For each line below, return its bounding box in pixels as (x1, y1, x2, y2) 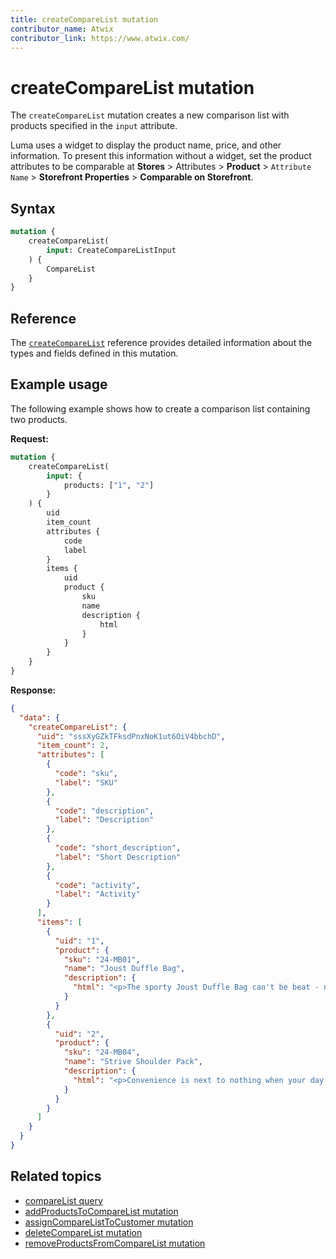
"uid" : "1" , (54, 936, 105, 946)
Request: (10, 432, 49, 445)
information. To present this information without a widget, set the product (10, 150, 312, 162)
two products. (10, 413, 68, 425)
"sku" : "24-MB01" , (63, 954, 141, 965)
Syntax (10, 200, 56, 217)
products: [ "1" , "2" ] (63, 480, 155, 490)
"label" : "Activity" (54, 889, 141, 900)
